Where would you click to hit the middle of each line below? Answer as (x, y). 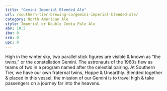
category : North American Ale (37, 19)
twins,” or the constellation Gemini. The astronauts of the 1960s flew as (79, 62)
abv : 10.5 (16, 28)
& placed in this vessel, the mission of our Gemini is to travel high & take (80, 77)
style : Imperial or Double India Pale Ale (50, 24)
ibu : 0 (12, 33)
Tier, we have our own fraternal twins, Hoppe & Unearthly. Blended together (84, 72)
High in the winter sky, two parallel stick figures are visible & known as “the (83, 56)
